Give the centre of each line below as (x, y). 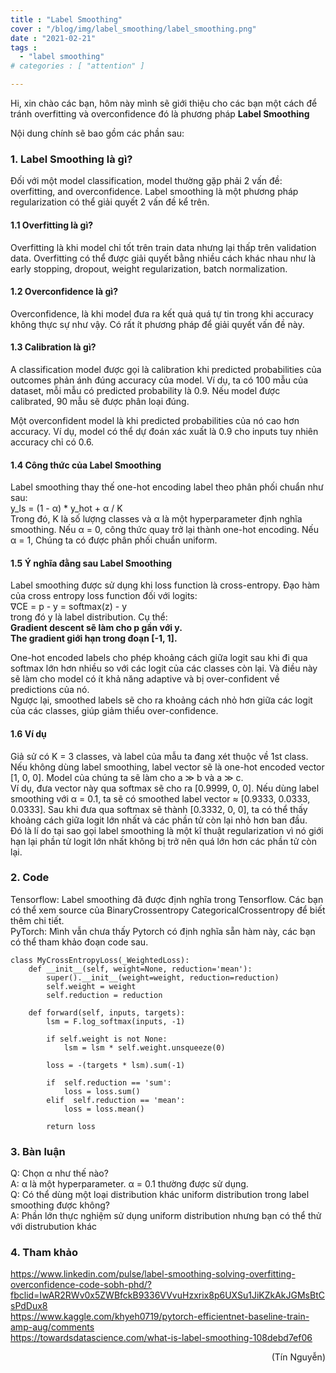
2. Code (30, 878)
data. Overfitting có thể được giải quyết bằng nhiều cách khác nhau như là (163, 258)
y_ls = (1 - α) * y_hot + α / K (66, 508)
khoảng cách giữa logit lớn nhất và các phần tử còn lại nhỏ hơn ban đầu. (159, 820)
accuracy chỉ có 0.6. (52, 442)
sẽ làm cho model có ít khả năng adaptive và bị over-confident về (145, 679)
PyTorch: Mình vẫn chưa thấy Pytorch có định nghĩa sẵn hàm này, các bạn (163, 931)
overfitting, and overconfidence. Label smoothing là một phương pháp (154, 192)
